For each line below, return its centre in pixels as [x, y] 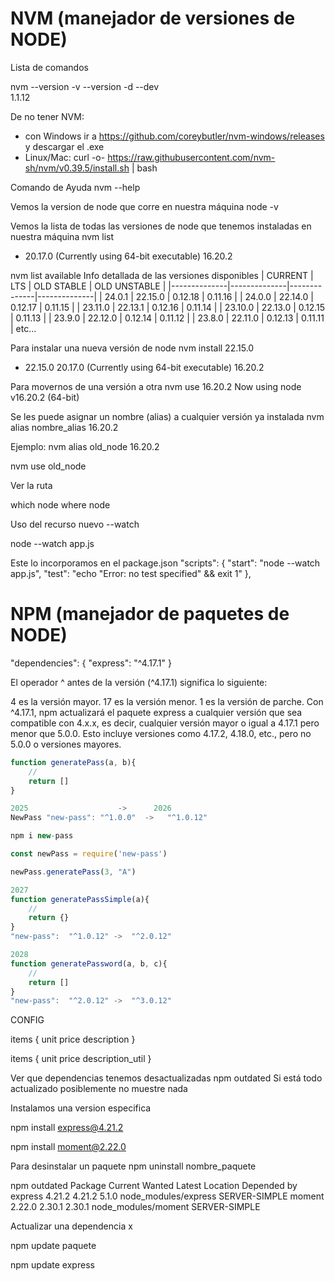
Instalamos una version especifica [81, 1108]
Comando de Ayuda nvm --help [75, 187]
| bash [144, 168]
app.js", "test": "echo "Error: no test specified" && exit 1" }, [131, 573]
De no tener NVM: [47, 116]
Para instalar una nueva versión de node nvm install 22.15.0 [132, 348]
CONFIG [27, 1020]
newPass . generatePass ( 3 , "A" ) [73, 872]
